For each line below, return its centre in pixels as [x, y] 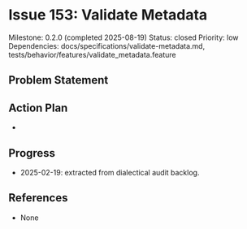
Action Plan [38, 108]
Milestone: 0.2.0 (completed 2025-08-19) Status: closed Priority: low [123, 37]
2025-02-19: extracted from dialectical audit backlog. [110, 172]
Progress [32, 153]
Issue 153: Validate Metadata [108, 15]
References [38, 198]
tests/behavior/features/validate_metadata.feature [92, 54]
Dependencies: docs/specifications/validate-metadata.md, [107, 45]
